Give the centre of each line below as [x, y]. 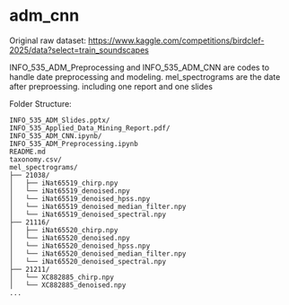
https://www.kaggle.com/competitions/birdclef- [176, 40]
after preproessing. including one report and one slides [111, 86]
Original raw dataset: [48, 40]
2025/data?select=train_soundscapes [79, 49]
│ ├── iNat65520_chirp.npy [64, 230]
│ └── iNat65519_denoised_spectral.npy [88, 214]
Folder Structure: [40, 103]
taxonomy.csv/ [36, 159]
